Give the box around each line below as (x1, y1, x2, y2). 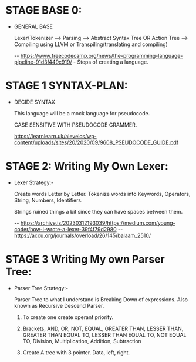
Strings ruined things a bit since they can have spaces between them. (13, 208, 183, 215)
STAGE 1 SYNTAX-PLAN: (5, 79, 128, 92)
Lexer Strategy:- (13, 179, 54, 186)
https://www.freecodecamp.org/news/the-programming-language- (20, 52, 183, 59)
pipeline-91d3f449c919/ (13, 58, 72, 65)
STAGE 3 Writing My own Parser (5, 253, 165, 265)
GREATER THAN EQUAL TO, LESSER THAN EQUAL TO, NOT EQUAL (22, 331, 187, 338)
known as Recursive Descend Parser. (13, 302, 104, 309)
